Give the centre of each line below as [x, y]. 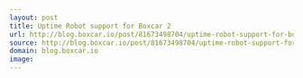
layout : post [34, 17]
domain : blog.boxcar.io [54, 51]
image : [22, 59]
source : [24, 43]
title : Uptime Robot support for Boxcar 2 [90, 26]
